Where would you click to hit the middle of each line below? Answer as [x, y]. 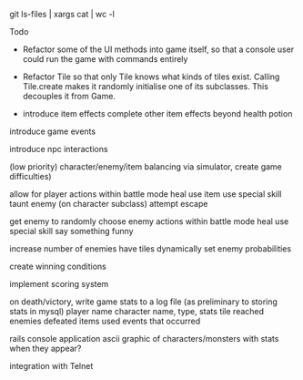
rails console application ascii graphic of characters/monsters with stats [144, 339]
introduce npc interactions [59, 149]
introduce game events [53, 131]
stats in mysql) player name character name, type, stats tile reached [137, 311]
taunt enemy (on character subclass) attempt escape [109, 204]
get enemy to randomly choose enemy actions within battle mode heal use [149, 221]
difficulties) [30, 176]
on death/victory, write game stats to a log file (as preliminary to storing [143, 302]
